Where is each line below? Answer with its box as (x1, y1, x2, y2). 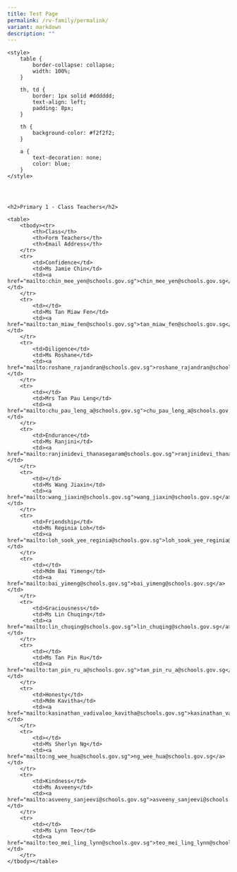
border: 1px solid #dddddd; (32, 92, 115, 99)
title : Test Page (7, 10, 59, 18)
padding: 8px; (32, 105, 74, 112)
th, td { (20, 86, 46, 94)
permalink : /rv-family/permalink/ (7, 17, 109, 24)
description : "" (7, 30, 55, 37)
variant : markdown (7, 23, 61, 30)
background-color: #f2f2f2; (32, 130, 115, 137)
